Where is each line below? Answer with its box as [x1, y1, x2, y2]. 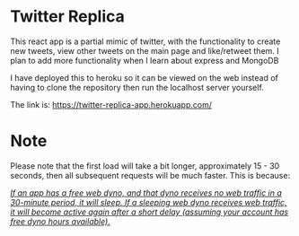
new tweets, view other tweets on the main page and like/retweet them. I [10, 45, 279, 56]
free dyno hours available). [10, 215, 110, 226]
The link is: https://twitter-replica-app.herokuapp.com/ [10, 99, 212, 109]
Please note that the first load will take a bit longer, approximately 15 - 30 [10, 160, 280, 171]
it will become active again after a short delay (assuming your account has [10, 206, 289, 217]
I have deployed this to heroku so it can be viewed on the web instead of [10, 72, 279, 83]
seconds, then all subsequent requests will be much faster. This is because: [10, 170, 291, 180]
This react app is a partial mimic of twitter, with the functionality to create [10, 36, 281, 47]
